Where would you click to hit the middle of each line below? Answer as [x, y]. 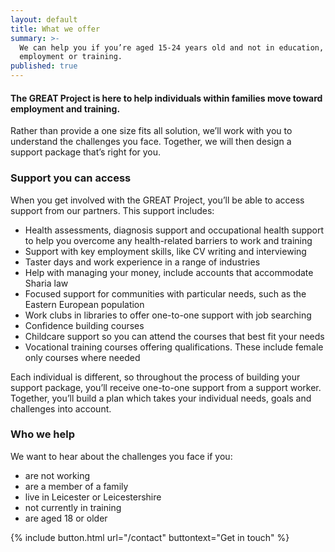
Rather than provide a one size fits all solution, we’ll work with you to [151, 131]
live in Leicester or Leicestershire [93, 497]
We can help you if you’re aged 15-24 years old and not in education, [172, 47]
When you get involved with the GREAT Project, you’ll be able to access [157, 200]
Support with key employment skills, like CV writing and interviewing [165, 251]
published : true [44, 66]
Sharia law [46, 283]
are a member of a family [76, 486]
